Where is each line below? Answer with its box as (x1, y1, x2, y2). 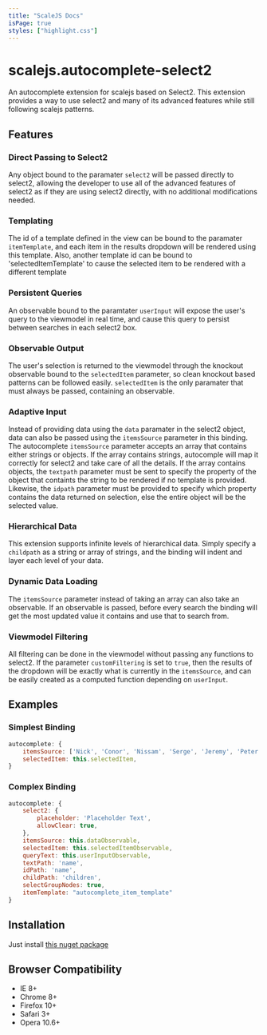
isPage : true (8, 19, 52, 27)
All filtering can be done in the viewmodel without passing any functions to (8, 649, 253, 659)
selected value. (8, 501, 58, 510)
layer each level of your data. (8, 556, 104, 565)
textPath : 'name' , (22, 859, 84, 867)
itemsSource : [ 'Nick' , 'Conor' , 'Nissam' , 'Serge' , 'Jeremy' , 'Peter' (22, 747, 262, 756)
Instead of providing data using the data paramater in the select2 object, (8, 425, 245, 434)
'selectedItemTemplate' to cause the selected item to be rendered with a (8, 259, 245, 269)
